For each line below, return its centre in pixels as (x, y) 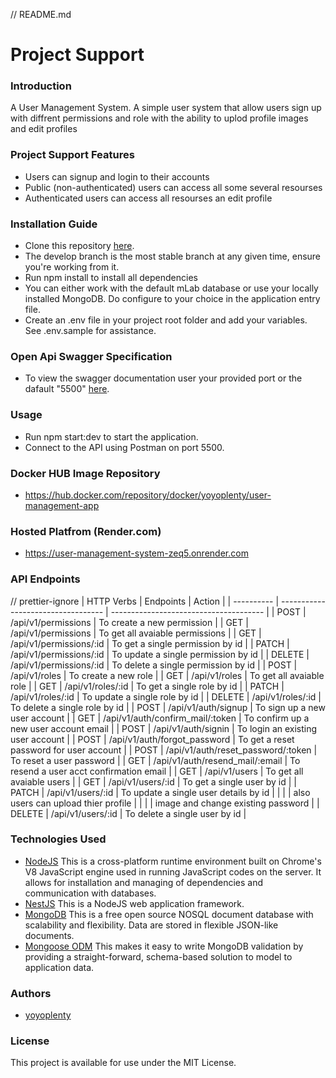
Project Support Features (72, 155)
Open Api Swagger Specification (91, 356)
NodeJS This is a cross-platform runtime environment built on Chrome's (173, 861)
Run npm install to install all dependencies (111, 278)
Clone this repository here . (79, 246)
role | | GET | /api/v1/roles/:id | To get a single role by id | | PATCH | (147, 686)
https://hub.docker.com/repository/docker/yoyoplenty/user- (148, 495)
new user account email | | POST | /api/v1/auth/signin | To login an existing (164, 728)
